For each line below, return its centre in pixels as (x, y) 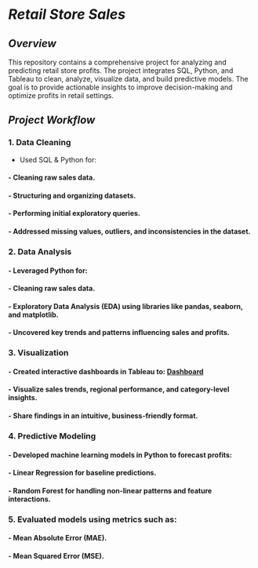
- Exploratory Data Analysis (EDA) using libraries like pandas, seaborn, (125, 306)
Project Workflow (52, 120)
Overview (32, 44)
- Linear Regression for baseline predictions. (82, 473)
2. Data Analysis (40, 251)
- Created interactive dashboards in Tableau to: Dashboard (106, 371)
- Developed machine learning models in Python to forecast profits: (120, 455)
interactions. (29, 499)
